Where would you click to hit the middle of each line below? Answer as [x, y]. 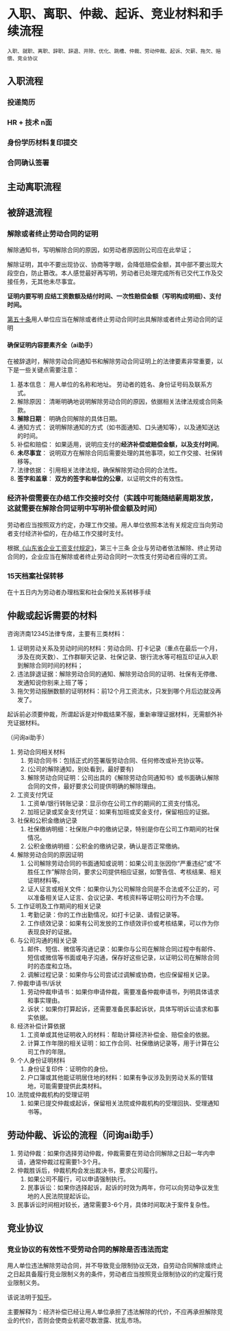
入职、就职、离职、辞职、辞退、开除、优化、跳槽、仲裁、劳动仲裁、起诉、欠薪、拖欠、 [112, 51]
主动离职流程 [34, 187]
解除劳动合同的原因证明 [50, 855]
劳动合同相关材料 [41, 752]
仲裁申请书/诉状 [39, 983]
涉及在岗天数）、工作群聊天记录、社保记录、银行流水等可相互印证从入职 [117, 657]
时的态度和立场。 [51, 966]
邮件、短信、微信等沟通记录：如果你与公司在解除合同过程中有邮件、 [123, 949]
